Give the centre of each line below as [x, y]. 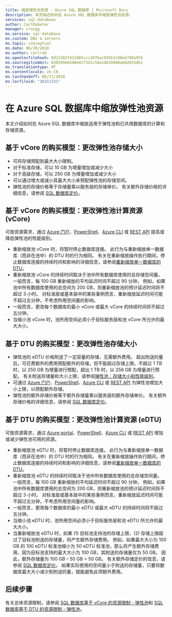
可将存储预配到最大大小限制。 [44, 161]
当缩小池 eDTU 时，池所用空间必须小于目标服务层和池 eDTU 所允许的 [85, 520]
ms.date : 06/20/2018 [27, 48]
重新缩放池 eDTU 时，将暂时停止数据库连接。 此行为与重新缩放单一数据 [88, 450]
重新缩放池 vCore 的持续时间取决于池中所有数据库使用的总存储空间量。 [88, 275]
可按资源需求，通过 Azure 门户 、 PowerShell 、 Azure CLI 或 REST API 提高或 [85, 232]
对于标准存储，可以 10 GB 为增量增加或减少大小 [63, 167]
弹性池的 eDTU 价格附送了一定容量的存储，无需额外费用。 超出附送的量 [88, 357]
